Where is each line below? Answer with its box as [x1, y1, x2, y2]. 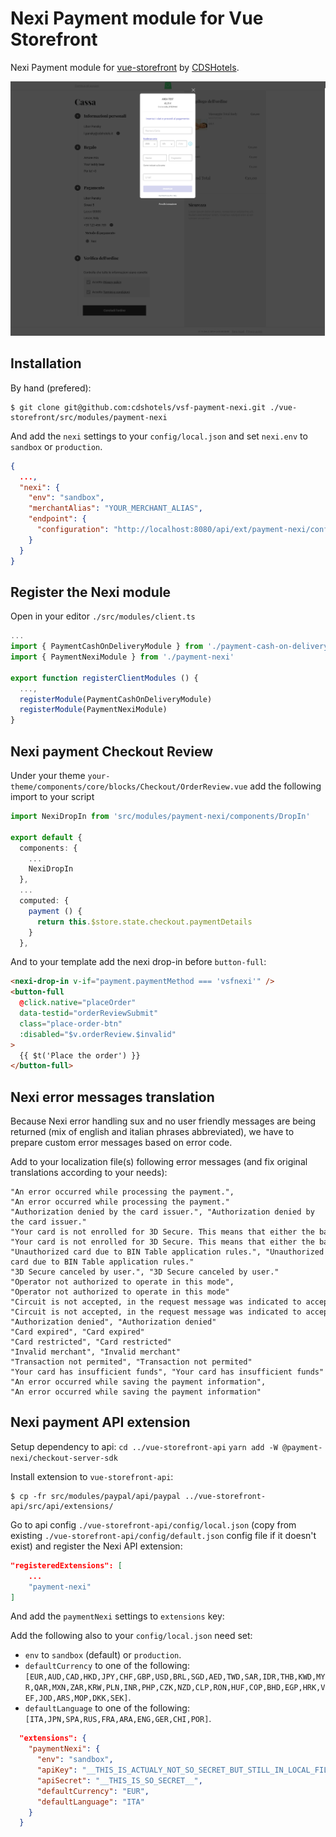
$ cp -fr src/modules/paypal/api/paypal [10, 1491, 182, 1501]
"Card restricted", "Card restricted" [10, 1337, 172, 1347]
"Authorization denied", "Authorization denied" [10, 1317, 217, 1327]
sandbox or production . [10, 440, 103, 452]
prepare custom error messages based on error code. [10, 1137, 233, 1149]
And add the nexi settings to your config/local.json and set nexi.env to [10, 430, 308, 442]
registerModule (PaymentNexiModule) [19, 705, 168, 715]
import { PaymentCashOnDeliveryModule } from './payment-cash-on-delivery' [10, 642, 333, 652]
